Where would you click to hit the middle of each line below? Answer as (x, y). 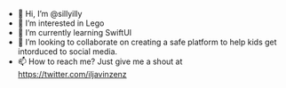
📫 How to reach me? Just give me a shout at (100, 61)
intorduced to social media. (68, 52)
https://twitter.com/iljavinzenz (72, 74)
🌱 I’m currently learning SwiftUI (75, 32)
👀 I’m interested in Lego (61, 23)
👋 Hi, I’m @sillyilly (50, 14)
